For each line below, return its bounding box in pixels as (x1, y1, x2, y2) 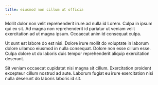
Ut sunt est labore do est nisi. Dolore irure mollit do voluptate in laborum (5, 40, 149, 46)
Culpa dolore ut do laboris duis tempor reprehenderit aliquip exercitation (5, 51, 150, 56)
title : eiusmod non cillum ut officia (5, 7, 84, 12)
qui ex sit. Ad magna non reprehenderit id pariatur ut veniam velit (5, 25, 135, 32)
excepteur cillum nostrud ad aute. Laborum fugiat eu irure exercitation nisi (5, 70, 153, 76)
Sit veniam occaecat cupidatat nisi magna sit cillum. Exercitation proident (5, 65, 152, 71)
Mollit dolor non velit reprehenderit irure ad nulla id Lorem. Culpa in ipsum (5, 20, 153, 26)
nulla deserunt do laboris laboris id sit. (5, 75, 82, 81)
